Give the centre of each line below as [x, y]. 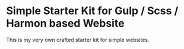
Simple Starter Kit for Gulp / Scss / [92, 11]
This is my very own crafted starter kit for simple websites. [78, 40]
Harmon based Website [65, 23]
